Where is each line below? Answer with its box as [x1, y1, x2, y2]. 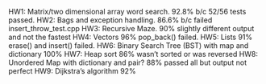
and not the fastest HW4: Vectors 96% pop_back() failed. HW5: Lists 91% [8, 32, 253, 42]
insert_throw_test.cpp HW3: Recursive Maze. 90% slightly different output [8, 24, 255, 33]
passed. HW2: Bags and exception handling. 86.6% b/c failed [8, 15, 213, 25]
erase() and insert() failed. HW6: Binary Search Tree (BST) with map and [8, 41, 249, 50]
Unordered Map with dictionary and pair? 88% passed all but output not [8, 58, 247, 67]
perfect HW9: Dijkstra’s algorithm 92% [8, 66, 136, 75]
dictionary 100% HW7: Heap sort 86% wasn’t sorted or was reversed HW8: [8, 50, 258, 58]
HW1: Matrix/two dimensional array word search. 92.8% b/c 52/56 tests [8, 7, 247, 16]
